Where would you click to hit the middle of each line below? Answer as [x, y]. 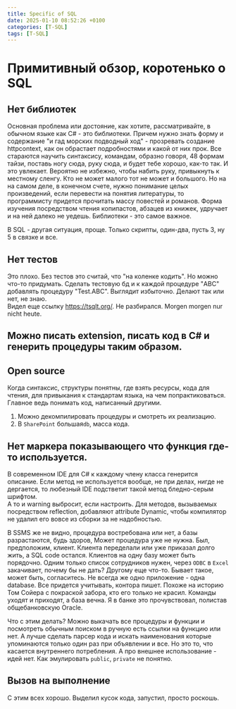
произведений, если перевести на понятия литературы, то [96, 194]
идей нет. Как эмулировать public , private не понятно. [90, 659]
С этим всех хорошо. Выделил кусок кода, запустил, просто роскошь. [113, 698]
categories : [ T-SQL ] [38, 27]
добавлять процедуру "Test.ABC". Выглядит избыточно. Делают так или [116, 291]
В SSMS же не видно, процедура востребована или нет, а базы [103, 533]
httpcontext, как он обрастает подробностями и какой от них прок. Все [114, 149]
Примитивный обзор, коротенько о [117, 68]
